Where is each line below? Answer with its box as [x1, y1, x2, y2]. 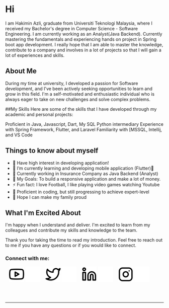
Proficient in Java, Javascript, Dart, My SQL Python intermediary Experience [5, 121, 163, 127]
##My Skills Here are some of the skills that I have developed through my [5, 106, 157, 112]
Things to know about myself [5, 146, 99, 155]
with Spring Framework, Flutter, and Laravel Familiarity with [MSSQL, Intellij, [5, 126, 162, 132]
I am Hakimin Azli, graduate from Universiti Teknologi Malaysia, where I [5, 20, 152, 26]
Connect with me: [5, 255, 50, 262]
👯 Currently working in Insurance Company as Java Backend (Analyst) [12, 170, 158, 177]
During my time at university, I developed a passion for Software [5, 80, 138, 86]
